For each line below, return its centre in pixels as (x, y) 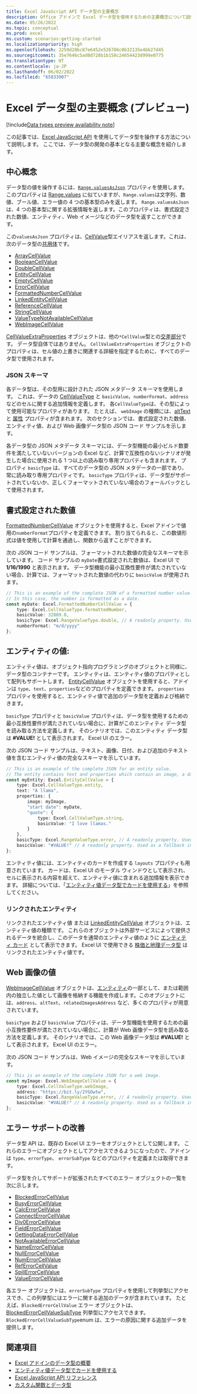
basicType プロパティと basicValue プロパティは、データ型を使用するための (97, 716)
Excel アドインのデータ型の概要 (53, 1363)
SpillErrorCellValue (37, 1272)
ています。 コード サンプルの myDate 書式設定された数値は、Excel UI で (95, 560)
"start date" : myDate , (55, 807)
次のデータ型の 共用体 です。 (39, 244)
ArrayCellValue (33, 255)
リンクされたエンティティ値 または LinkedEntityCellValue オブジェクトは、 (96, 923)
